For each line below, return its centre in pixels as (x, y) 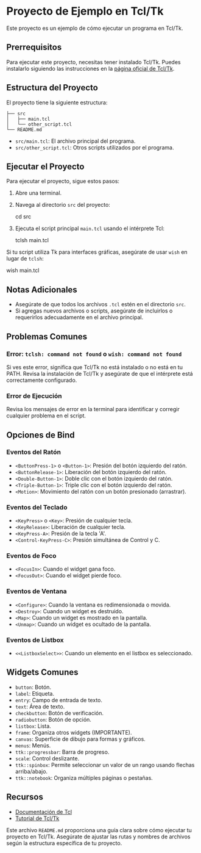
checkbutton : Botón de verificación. (59, 713)
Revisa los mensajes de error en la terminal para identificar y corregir (93, 409)
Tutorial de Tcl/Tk (37, 818)
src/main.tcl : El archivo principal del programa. (75, 141)
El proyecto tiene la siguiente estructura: (57, 103)
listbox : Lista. (33, 726)
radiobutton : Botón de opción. (53, 719)
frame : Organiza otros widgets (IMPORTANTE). (73, 732)
